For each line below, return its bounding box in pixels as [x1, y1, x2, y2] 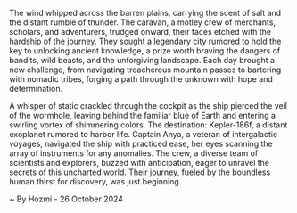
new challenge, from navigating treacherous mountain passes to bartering [9, 64, 282, 75]
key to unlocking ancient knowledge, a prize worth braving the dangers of [9, 45, 281, 56]
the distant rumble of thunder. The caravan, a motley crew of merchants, [9, 17, 276, 28]
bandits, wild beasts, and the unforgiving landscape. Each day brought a [9, 55, 275, 65]
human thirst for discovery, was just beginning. [9, 176, 182, 186]
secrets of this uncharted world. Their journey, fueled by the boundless [9, 167, 271, 177]
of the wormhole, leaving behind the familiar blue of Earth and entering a [9, 111, 276, 120]
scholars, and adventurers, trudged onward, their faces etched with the [9, 27, 272, 37]
